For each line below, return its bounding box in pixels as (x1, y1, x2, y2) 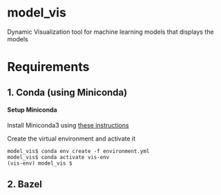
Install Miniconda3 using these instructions (7, 121, 129, 129)
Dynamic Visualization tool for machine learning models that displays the (7, 28, 214, 36)
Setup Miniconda (7, 105, 57, 114)
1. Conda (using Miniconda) (7, 86, 128, 98)
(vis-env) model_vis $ (7, 160, 73, 167)
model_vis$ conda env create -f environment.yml (7, 147, 150, 154)
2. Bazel (7, 178, 43, 190)
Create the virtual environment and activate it (7, 134, 136, 143)
